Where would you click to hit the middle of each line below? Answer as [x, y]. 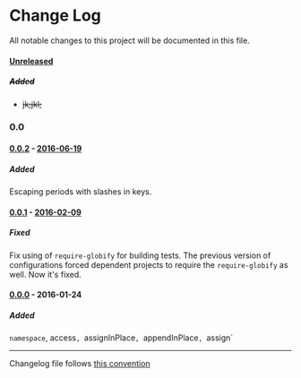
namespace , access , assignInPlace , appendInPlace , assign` [121, 338]
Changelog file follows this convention [80, 364]
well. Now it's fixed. [46, 274]
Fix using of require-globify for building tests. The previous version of [140, 255]
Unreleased [31, 61]
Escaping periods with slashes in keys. [81, 191]
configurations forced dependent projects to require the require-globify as [149, 264]
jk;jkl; [32, 104]
